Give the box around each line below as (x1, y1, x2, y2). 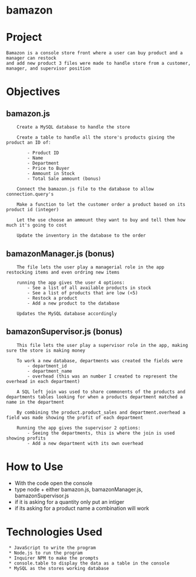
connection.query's (6, 191, 54, 198)
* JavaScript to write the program (8, 545, 96, 550)
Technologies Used (6, 525, 103, 539)
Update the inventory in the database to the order (16, 232, 146, 239)
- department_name (27, 368, 72, 374)
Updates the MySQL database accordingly (16, 310, 117, 316)
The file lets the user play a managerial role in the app (16, 264, 165, 270)
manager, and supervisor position (6, 65, 91, 71)
